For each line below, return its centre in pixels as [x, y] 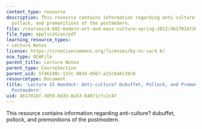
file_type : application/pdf [41, 34]
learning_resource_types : [38, 40]
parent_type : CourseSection [41, 68]
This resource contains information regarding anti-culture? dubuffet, [91, 113]
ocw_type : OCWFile [29, 57]
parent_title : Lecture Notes [43, 62]
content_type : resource [36, 12]
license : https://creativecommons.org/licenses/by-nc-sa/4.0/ [86, 51]
